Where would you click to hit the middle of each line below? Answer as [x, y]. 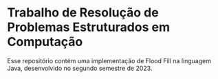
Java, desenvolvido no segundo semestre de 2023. [80, 68]
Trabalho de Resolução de [83, 13]
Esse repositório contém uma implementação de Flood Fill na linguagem [109, 60]
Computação [45, 42]
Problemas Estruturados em [89, 27]
